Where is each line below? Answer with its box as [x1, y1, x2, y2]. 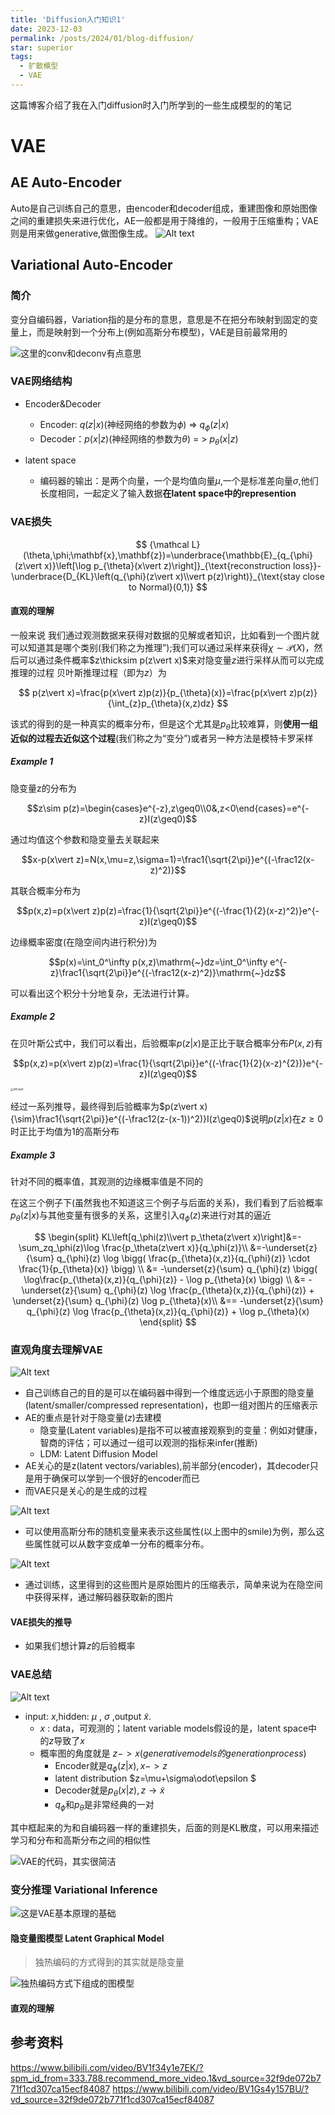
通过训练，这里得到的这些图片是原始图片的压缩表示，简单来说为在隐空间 [24, 1579, 323, 1591]
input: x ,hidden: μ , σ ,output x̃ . [24, 1710, 152, 1722]
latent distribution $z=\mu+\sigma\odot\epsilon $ [54, 1772, 257, 1785]
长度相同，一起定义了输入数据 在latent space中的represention [39, 487, 297, 500]
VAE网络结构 [10, 374, 73, 388]
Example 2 [10, 1011, 56, 1023]
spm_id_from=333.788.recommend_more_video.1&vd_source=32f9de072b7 [10, 2072, 322, 2084]
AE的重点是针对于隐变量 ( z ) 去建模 [24, 1412, 162, 1424]
